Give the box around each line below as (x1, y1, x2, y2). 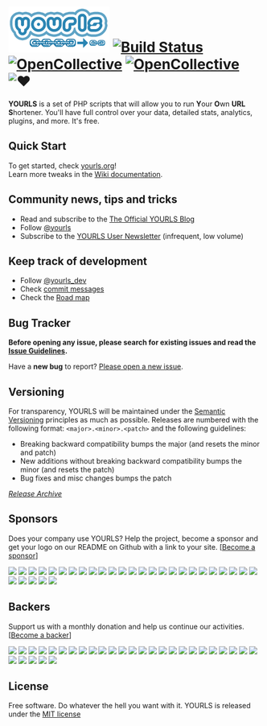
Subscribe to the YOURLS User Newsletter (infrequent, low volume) (19, 231, 244, 241)
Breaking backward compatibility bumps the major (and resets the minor (19, 439, 260, 448)
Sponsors (8, 512, 58, 526)
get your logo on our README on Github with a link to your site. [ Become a (8, 542, 256, 551)
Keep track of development (8, 254, 147, 268)
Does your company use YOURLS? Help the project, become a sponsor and (8, 534, 259, 543)
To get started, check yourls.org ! (8, 160, 117, 171)
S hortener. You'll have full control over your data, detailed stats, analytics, (8, 107, 253, 117)
